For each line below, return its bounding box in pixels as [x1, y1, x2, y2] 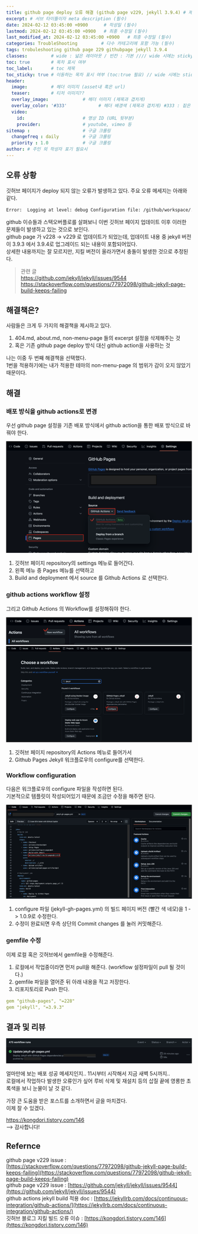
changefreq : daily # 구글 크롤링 [11, 134, 111, 140]
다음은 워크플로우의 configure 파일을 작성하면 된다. [6, 786, 124, 793]
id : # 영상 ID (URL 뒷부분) [16, 115, 135, 121]
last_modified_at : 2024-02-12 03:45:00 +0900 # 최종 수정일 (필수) [6, 34, 172, 41]
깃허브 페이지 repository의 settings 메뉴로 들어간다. [14, 560, 134, 567]
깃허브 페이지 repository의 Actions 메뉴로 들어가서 [14, 749, 132, 756]
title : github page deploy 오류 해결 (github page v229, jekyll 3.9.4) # [6, 9, 186, 15]
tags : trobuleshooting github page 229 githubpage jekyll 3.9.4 [6, 47, 167, 53]
